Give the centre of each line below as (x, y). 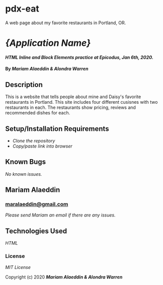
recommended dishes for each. (38, 113)
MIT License (18, 267)
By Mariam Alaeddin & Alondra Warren (47, 69)
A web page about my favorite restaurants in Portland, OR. (66, 23)
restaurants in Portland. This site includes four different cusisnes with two (81, 102)
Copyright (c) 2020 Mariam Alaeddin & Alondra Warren (64, 277)
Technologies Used (36, 231)
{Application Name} (48, 43)
